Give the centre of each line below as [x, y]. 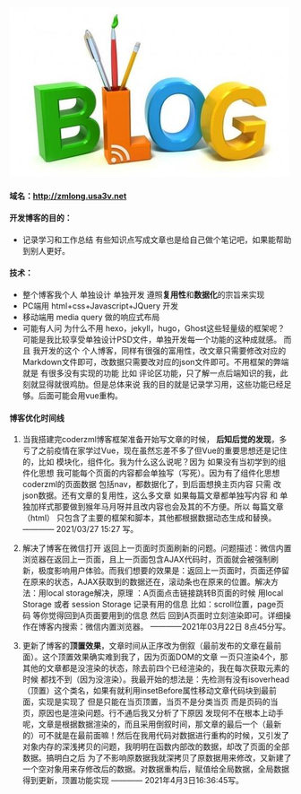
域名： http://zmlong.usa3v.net [68, 196]
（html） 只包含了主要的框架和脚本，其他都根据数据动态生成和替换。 [149, 518]
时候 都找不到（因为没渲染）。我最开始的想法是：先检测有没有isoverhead [155, 679]
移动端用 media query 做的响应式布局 [91, 317]
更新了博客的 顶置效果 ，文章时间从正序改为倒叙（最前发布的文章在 [144, 646]
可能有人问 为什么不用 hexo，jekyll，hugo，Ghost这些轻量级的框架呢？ [154, 328]
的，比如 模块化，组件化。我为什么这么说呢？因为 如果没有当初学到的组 [154, 462]
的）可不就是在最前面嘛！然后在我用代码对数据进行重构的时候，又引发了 [155, 736]
